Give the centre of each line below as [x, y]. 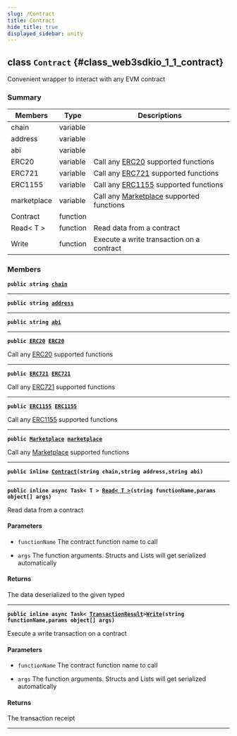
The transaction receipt [41, 718]
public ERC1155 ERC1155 [42, 406]
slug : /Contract [31, 14]
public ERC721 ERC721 [39, 374]
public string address [41, 303]
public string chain [38, 284]
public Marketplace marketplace [55, 439]
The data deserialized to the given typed [66, 595]
